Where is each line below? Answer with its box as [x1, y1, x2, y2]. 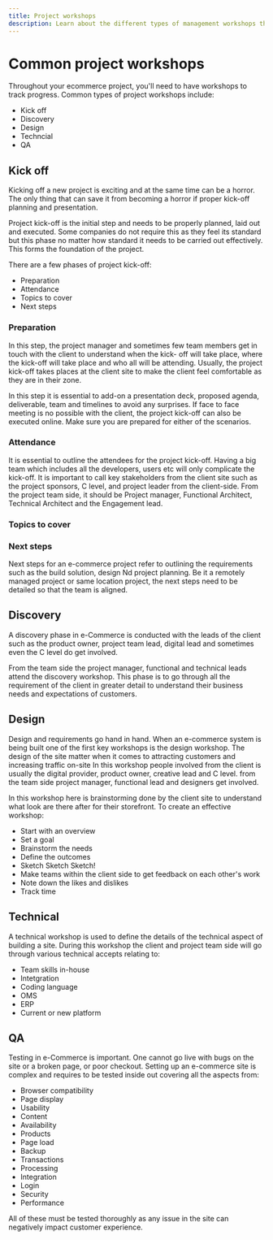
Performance [19, 1198, 65, 1207]
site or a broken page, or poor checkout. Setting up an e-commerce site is [8, 1061, 257, 1071]
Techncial [19, 132, 54, 141]
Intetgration [19, 973, 59, 983]
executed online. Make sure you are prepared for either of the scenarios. [8, 416, 252, 427]
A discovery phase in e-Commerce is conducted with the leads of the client [8, 630, 262, 640]
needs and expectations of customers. [8, 688, 137, 699]
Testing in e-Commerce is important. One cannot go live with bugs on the [8, 1053, 254, 1063]
